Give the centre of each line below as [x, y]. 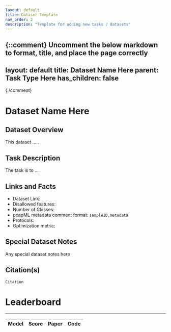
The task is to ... [22, 170]
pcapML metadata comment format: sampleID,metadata [70, 215]
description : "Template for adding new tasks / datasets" [68, 24]
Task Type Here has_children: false [62, 78]
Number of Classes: [34, 210]
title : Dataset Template [32, 15]
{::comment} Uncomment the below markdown [82, 45]
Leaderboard [33, 302]
